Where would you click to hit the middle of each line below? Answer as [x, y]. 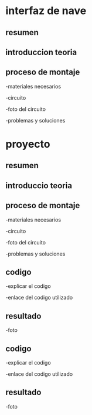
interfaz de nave [46, 11]
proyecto [28, 144]
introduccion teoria [41, 52]
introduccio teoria [39, 186]
